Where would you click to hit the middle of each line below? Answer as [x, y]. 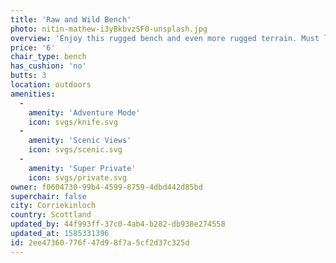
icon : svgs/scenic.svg [75, 150]
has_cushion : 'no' [48, 66]
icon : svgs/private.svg [78, 177]
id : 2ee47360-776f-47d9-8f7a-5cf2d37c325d [100, 242]
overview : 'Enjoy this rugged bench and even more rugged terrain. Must [165, 38]
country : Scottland [51, 215]
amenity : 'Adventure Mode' [84, 112]
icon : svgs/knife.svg [73, 122]
